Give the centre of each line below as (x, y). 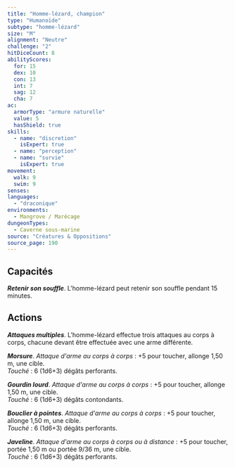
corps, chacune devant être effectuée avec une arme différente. (100, 342)
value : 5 (26, 118)
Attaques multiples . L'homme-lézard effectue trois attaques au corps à (111, 334)
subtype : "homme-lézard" (44, 27)
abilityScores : (30, 60)
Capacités (30, 271)
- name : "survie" (39, 158)
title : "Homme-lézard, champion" (56, 14)
